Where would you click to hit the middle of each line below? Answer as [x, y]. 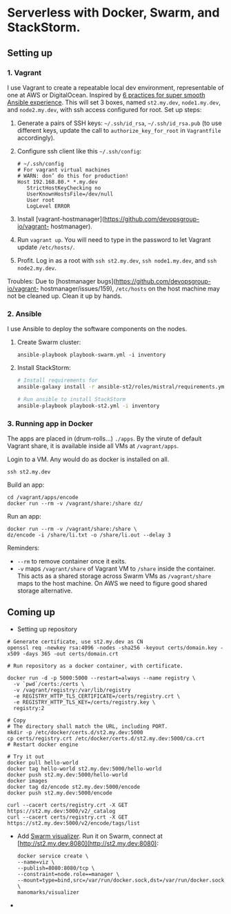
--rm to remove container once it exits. [72, 561]
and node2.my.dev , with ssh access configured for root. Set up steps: [104, 109]
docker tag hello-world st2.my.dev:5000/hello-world [84, 769]
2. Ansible [24, 314]
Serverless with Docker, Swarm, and [113, 13]
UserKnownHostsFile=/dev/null [70, 194]
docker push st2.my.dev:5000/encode [60, 793]
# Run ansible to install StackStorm [71, 399]
